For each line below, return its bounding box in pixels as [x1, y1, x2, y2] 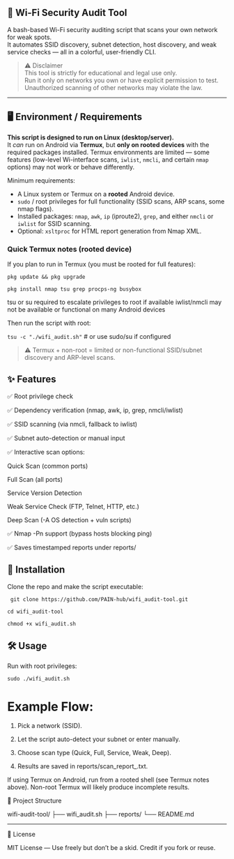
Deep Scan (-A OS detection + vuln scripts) [7, 515, 132, 524]
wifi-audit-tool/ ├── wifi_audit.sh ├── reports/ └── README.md [7, 810, 195, 819]
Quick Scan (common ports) [7, 462, 88, 470]
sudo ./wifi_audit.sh [7, 676, 70, 683]
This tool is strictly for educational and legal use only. [24, 68, 178, 77]
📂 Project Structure [7, 796, 62, 805]
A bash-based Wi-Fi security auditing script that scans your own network [7, 25, 218, 33]
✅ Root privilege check [7, 392, 73, 400]
